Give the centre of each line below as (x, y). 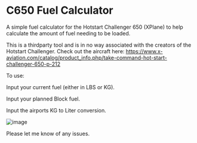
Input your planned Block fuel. (43, 99)
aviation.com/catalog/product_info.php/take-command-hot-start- (87, 57)
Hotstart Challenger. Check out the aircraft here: (65, 51)
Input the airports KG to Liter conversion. (56, 110)
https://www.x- (144, 51)
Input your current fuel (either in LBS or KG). (61, 87)
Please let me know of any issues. (48, 133)
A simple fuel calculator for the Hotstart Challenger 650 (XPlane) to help (95, 27)
